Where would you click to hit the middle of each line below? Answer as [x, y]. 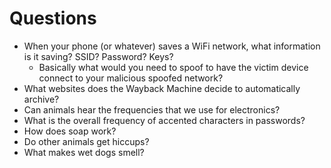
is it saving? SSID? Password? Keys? [98, 56]
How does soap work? [70, 131]
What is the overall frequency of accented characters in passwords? [164, 120]
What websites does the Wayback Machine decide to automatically [162, 88]
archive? [41, 99]
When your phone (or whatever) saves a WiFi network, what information [172, 46]
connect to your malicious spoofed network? [131, 78]
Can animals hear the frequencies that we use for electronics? [152, 109]
